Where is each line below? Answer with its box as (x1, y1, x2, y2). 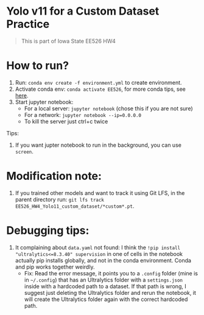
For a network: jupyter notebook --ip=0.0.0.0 (24, 111, 142, 118)
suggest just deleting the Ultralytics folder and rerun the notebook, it (24, 289, 196, 296)
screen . (15, 147, 33, 155)
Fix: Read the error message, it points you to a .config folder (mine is (24, 269, 198, 277)
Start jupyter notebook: (15, 98, 74, 105)
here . (15, 91, 29, 99)
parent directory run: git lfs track (15, 196, 105, 203)
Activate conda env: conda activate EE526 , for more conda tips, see (15, 85, 186, 93)
